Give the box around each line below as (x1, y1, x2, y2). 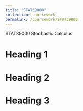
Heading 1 (5, 49, 48, 60)
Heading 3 (5, 95, 50, 106)
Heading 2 (5, 71, 50, 83)
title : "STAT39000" (5, 7, 47, 13)
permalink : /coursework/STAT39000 (5, 17, 78, 22)
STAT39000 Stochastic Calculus (5, 31, 73, 37)
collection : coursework (5, 12, 56, 17)
